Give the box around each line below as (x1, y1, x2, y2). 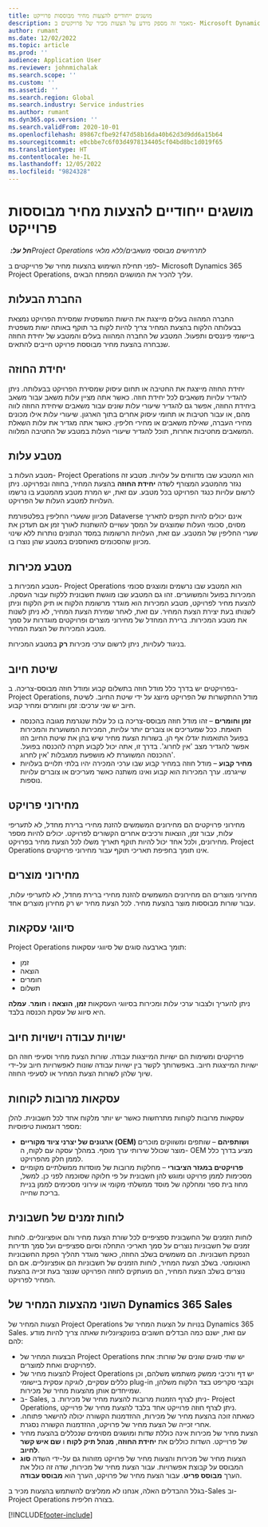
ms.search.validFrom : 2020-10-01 (8, 123, 120, 131)
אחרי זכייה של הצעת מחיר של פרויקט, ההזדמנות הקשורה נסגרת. (19, 1419, 211, 1429)
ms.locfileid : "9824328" (8, 168, 91, 176)
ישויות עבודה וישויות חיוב (8, 1030, 126, 1044)
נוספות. (19, 776, 42, 785)
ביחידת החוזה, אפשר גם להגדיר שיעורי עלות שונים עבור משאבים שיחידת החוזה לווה (8, 400, 256, 410)
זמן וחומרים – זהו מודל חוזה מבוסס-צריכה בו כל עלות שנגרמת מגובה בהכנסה (19, 716, 251, 726)
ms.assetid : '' (8, 85, 59, 94)
